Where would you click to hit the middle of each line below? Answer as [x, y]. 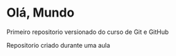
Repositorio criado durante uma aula [58, 45]
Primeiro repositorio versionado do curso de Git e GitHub [88, 32]
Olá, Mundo [41, 13]
